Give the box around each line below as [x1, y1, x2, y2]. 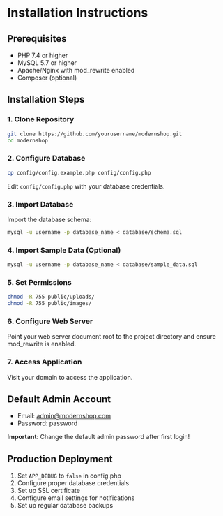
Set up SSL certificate [17, 487, 80, 495]
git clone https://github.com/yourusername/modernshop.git [7, 131, 183, 138]
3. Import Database [7, 199, 74, 209]
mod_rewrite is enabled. [7, 340, 77, 348]
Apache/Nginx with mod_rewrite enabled [17, 66, 135, 74]
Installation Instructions [7, 5, 148, 21]
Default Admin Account [7, 393, 111, 405]
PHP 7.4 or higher [17, 51, 68, 59]
